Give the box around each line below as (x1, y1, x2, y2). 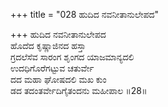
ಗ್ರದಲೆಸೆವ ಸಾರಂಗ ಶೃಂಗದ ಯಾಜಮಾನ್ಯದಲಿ (10, 51, 135, 63)
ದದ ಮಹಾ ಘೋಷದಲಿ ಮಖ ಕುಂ (10, 74, 107, 85)
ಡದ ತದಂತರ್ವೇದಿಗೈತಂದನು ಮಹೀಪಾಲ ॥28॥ (10, 85, 148, 96)
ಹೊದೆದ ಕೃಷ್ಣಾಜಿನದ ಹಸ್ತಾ (10, 40, 87, 51)
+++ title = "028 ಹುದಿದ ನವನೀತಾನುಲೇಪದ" (10, 9, 160, 20)
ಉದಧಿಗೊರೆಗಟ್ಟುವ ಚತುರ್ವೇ (10, 62, 95, 74)
